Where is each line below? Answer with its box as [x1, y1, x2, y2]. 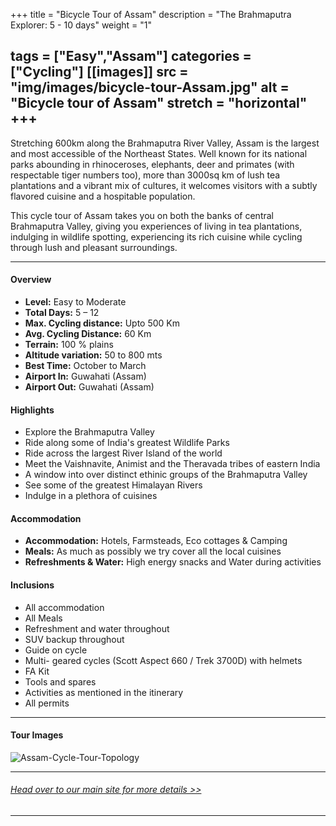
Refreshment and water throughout [24, 622, 170, 634]
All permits [24, 697, 70, 709]
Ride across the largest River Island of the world [24, 447, 223, 459]
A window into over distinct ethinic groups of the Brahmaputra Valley [24, 469, 308, 481]
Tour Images [10, 729, 64, 741]
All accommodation [24, 601, 105, 613]
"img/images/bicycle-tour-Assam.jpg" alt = [10, 79, 290, 96]
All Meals [24, 612, 63, 624]
